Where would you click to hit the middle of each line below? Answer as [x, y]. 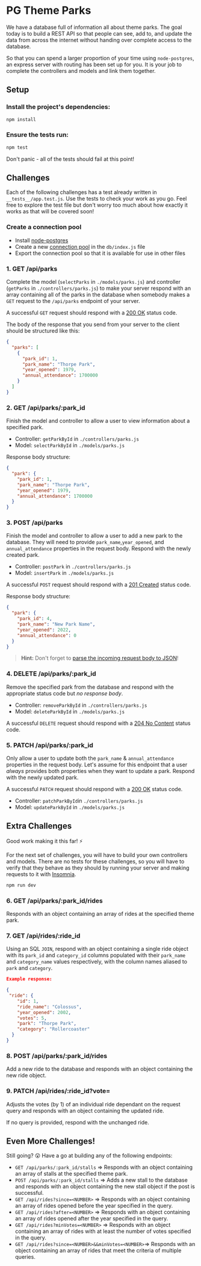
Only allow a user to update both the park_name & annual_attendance [90, 758]
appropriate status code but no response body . [65, 693]
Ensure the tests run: [38, 135]
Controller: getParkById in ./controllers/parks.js [77, 439]
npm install [21, 119]
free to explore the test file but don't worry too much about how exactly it [97, 205]
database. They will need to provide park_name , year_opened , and [85, 542]
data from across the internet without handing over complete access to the [99, 40]
